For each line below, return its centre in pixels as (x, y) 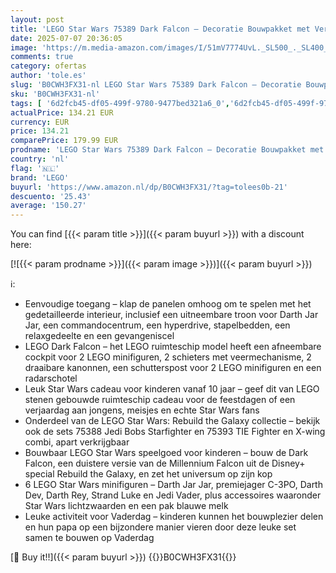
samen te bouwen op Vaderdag (89, 538)
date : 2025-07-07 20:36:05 (66, 38)
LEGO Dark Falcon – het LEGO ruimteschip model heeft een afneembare (173, 347)
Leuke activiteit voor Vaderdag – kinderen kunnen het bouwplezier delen (174, 517)
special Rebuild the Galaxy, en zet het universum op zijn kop (148, 474)
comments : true (42, 57)
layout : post (37, 19)
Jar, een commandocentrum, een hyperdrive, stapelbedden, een (157, 325)
